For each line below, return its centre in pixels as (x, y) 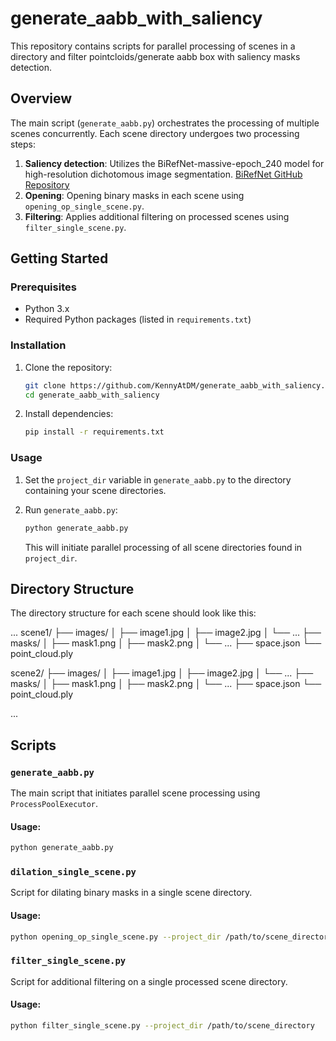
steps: (23, 144)
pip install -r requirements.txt (94, 432)
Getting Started (59, 258)
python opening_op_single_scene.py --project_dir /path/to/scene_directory (171, 937)
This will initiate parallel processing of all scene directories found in (163, 547)
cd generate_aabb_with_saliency (92, 395)
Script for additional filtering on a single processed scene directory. (149, 981)
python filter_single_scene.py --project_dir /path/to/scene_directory (162, 1025)
